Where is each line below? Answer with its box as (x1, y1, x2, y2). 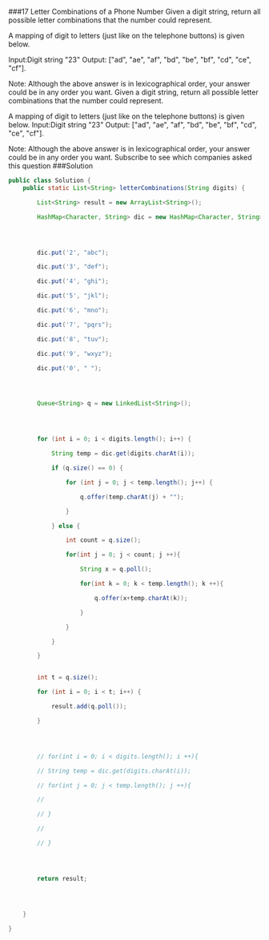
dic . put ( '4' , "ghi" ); (37, 277, 110, 285)
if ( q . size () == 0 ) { (50, 464, 124, 472)
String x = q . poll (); (79, 565, 152, 574)
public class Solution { (8, 176, 91, 184)
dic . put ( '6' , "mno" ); (37, 306, 110, 314)
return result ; (37, 874, 88, 882)
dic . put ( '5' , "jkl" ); (37, 292, 110, 300)
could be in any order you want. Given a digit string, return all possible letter (8, 87, 259, 97)
